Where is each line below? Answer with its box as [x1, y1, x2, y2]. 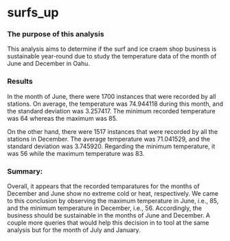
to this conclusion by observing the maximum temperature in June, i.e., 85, [7, 197, 219, 205]
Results [7, 77, 33, 87]
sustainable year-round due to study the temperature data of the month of [7, 52, 217, 60]
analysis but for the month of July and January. [7, 226, 141, 234]
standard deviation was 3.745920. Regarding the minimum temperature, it [7, 142, 216, 150]
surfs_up [7, 5, 59, 21]
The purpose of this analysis [7, 30, 104, 39]
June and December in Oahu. [7, 60, 91, 68]
